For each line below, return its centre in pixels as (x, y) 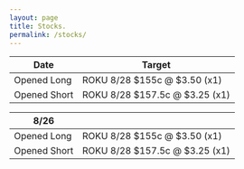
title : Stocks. (38, 26)
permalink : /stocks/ (48, 34)
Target (156, 65)
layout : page (34, 18)
